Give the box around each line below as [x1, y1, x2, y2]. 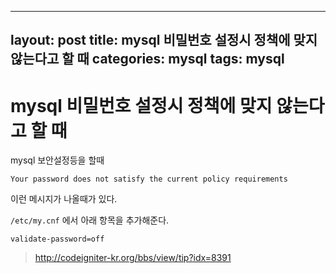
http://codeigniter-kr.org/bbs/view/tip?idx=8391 [34, 252, 232, 264]
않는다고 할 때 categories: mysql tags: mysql [10, 51, 285, 68]
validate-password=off [10, 234, 105, 245]
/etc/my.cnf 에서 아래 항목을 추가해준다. [10, 214, 170, 226]
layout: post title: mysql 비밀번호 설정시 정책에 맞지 [10, 32, 318, 49]
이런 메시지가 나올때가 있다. [10, 193, 118, 205]
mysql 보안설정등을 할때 [10, 154, 105, 166]
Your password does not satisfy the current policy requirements [10, 174, 288, 185]
